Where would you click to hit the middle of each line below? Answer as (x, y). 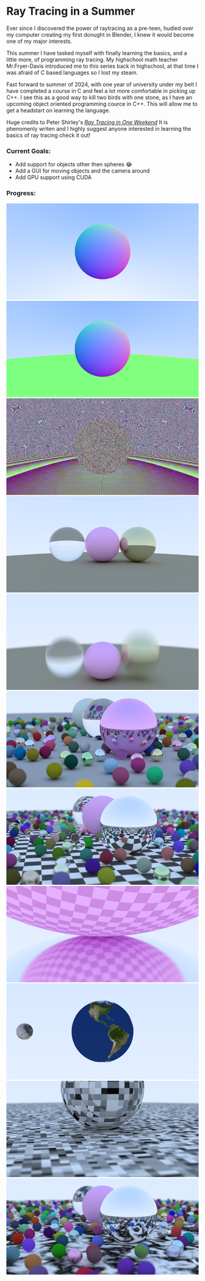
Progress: (21, 193)
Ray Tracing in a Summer (71, 11)
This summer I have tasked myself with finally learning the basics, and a (97, 53)
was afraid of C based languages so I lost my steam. (72, 72)
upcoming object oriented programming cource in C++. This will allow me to (102, 104)
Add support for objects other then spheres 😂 (74, 164)
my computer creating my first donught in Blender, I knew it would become (100, 34)
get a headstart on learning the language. (59, 110)
